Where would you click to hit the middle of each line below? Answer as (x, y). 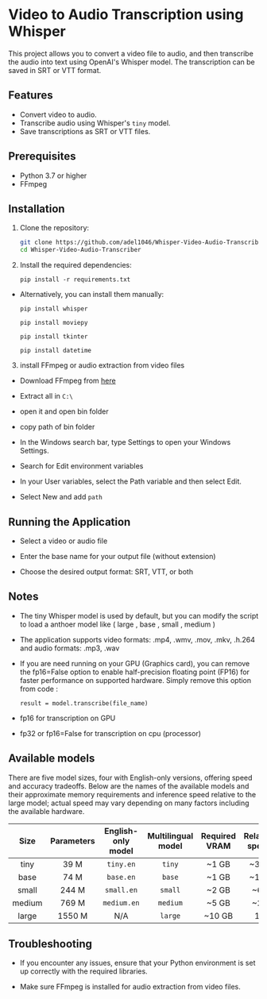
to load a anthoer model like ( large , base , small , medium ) (118, 624)
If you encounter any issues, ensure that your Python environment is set (137, 963)
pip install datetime (55, 351)
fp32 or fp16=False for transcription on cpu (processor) (110, 733)
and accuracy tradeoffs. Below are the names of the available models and (129, 786)
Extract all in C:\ (46, 396)
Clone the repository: (54, 228)
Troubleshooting (50, 944)
